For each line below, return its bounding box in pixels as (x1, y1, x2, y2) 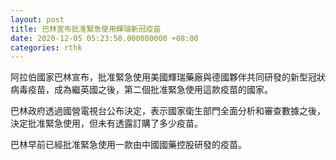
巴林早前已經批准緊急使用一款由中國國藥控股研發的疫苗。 (10, 139, 247, 151)
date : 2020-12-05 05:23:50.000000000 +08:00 (10, 33, 199, 43)
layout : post (10, 14, 65, 25)
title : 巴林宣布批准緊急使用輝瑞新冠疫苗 (10, 24, 162, 34)
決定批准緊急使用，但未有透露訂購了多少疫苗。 (10, 117, 203, 130)
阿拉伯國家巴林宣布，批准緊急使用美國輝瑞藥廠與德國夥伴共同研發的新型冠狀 (10, 71, 326, 83)
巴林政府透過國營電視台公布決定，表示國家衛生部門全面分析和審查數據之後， (10, 105, 326, 117)
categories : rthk (10, 42, 83, 53)
